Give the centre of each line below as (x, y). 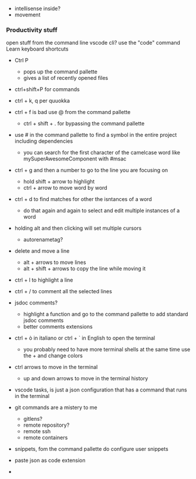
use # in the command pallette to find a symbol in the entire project (96, 135)
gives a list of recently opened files (66, 78)
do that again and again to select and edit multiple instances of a (102, 210)
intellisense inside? (37, 9)
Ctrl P (21, 61)
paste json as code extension (50, 460)
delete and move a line (42, 251)
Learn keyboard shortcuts (37, 49)
